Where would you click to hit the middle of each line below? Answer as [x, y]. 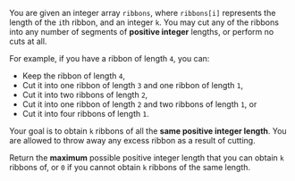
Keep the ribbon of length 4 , [73, 76]
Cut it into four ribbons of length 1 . [85, 114]
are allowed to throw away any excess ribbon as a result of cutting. [133, 140]
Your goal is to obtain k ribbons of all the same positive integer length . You [148, 131]
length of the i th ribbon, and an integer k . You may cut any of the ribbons [144, 22]
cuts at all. [28, 41]
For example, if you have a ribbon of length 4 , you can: [110, 58]
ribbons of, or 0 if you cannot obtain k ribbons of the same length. [130, 167]
